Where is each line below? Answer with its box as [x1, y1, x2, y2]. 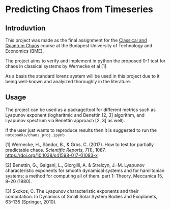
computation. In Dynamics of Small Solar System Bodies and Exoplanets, [5, 193, 158, 199]
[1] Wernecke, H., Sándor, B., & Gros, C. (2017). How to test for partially [5, 141, 154, 148]
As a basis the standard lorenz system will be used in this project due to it [5, 73, 160, 79]
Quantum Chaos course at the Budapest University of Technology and [5, 43, 153, 49]
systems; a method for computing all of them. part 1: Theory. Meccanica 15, [5, 172, 163, 179]
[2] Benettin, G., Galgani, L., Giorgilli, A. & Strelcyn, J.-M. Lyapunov [5, 162, 145, 168]
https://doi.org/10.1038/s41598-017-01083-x [5, 152, 98, 158]
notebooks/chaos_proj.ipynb [5, 132, 65, 137]
